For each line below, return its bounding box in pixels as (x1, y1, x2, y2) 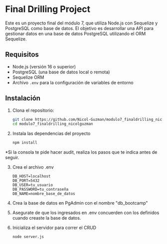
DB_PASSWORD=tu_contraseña (12, 187, 69, 192)
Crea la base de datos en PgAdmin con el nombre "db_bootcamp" (12, 200, 148, 206)
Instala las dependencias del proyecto (12, 131, 91, 137)
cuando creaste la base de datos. (12, 215, 81, 221)
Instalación (5, 94, 41, 103)
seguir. (5, 155, 19, 161)
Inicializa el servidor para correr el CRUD (12, 225, 96, 231)
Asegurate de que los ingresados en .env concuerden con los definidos (12, 210, 160, 216)
